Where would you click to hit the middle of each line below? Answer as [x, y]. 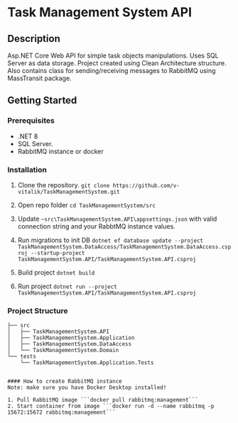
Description [34, 39]
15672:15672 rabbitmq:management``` [61, 412]
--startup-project [58, 253]
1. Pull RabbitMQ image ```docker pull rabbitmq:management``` [103, 400]
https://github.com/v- [146, 185]
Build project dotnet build [56, 272]
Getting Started [42, 100]
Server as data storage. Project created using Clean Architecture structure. [117, 63]
